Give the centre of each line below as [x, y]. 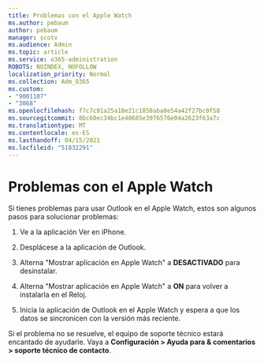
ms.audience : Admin [40, 45]
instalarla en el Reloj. [53, 295]
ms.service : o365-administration [63, 60]
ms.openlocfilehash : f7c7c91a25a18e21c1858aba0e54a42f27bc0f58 [114, 111]
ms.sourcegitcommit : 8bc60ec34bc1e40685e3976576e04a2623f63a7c [114, 118]
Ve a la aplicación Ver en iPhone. [73, 232]
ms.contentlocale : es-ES [49, 133]
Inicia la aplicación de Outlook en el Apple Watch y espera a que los [130, 310]
